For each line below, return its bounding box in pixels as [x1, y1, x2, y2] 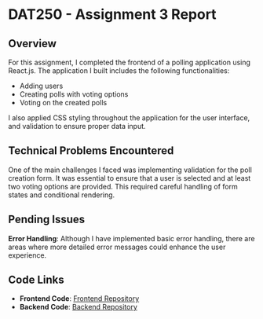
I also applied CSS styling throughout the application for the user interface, [8, 113, 250, 123]
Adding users [19, 81, 64, 90]
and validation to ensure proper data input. [8, 122, 147, 130]
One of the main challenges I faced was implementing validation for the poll [8, 165, 253, 174]
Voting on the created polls [19, 98, 108, 107]
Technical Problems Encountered [8, 144, 174, 158]
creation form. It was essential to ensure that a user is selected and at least [8, 173, 251, 182]
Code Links [8, 273, 64, 287]
